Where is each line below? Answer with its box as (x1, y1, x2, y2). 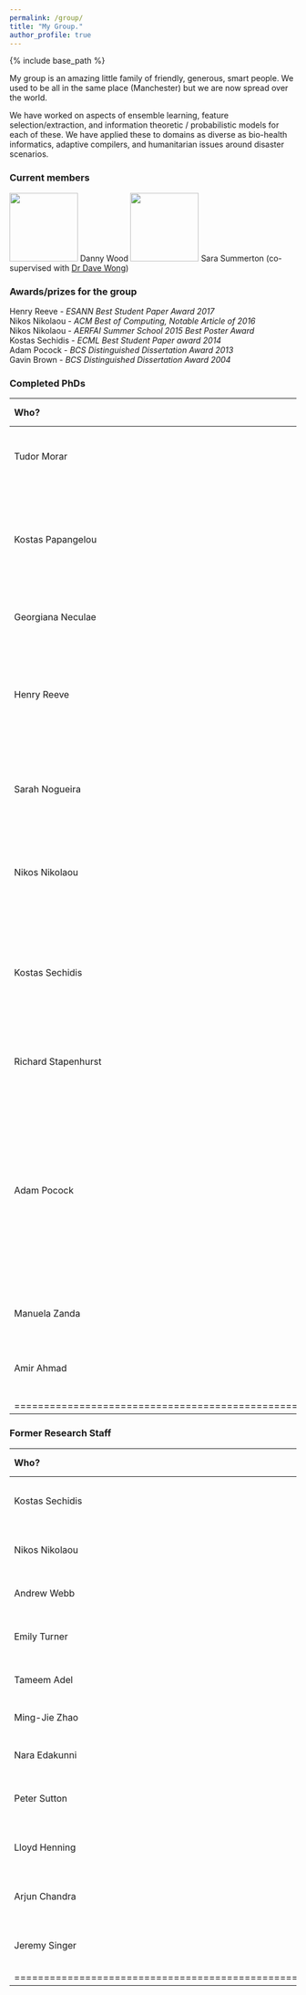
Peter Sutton (14, 1792, 68, 1804)
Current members (9, 171, 90, 184)
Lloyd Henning (14, 1841, 76, 1854)
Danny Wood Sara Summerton (79, 253, 264, 264)
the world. (9, 92, 48, 103)
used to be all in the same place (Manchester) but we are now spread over (9, 83, 289, 94)
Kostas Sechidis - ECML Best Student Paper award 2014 (9, 335, 221, 346)
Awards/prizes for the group (9, 284, 138, 297)
